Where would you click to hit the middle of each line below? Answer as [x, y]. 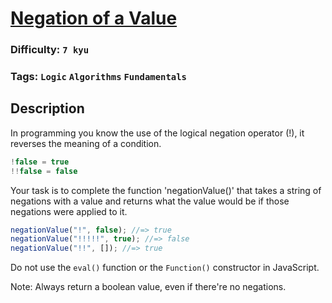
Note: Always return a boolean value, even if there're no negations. [148, 287]
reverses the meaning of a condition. [86, 143]
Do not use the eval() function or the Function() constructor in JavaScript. [165, 268]
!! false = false [44, 171]
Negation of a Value [94, 18]
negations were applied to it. [69, 211]
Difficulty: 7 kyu [50, 50]
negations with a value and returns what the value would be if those [150, 201]
